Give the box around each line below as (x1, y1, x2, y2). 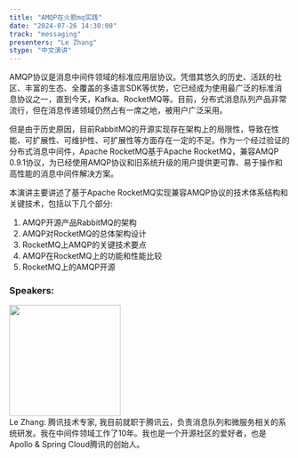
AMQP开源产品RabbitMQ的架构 (21, 217, 138, 228)
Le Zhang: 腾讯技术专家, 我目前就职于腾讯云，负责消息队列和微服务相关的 (9, 417, 278, 428)
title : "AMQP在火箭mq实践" (9, 12, 102, 22)
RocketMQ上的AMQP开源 (21, 261, 116, 272)
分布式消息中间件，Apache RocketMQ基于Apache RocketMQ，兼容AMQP (9, 146, 279, 157)
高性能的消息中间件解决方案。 (9, 168, 118, 179)
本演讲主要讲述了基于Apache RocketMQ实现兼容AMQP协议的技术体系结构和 (9, 188, 289, 198)
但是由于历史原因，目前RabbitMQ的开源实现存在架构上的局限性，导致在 (9, 124, 272, 134)
